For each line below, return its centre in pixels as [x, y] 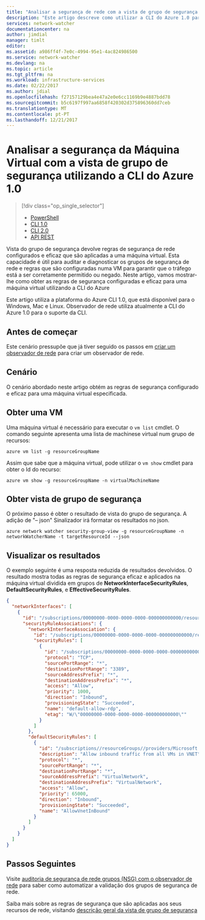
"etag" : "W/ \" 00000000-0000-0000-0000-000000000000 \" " [116, 714]
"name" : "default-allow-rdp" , [83, 709]
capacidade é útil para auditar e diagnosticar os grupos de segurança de [98, 262]
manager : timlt [26, 40]
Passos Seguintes [41, 864]
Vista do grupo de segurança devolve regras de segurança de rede [91, 249]
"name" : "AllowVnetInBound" [75, 811]
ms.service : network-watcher [43, 57]
